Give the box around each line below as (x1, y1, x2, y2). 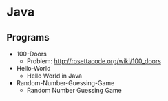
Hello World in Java (26, 71, 83, 80)
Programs (6, 32, 50, 43)
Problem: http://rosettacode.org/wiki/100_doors (26, 57, 161, 65)
